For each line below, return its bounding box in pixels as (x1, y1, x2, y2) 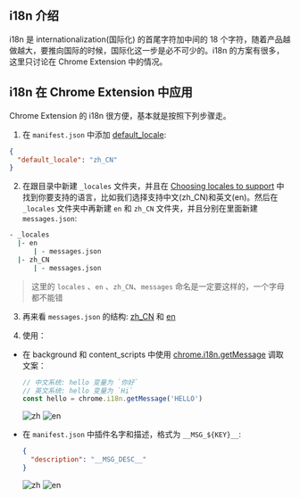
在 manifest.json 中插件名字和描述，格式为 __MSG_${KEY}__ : (21, 429, 241, 440)
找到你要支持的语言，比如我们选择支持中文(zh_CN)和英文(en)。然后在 (21, 192, 279, 203)
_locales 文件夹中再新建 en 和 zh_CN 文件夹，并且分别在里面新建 (21, 203, 258, 214)
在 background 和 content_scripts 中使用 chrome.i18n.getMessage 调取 (21, 349, 284, 360)
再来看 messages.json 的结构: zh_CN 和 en (21, 311, 176, 321)
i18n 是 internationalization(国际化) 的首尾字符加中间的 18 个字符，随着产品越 (9, 34, 291, 45)
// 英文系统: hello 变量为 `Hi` (21, 386, 134, 395)
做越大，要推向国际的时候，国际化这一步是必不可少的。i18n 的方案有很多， (9, 45, 284, 55)
